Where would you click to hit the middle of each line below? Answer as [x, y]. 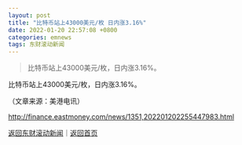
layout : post [29, 15]
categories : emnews [40, 37]
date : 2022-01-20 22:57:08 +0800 [63, 30]
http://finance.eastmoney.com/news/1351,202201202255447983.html [121, 117]
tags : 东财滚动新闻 [37, 45]
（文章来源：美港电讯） [46, 101]
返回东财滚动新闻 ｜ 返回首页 [53, 133]
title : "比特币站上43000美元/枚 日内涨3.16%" [77, 23]
